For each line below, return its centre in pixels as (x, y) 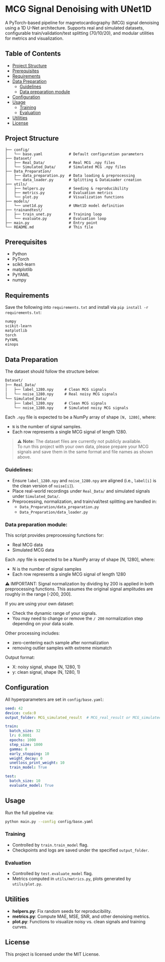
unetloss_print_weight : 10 (37, 763)
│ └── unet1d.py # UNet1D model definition (65, 206)
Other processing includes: (32, 633)
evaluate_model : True (32, 785)
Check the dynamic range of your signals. (55, 613)
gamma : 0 (18, 749)
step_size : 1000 (26, 744)
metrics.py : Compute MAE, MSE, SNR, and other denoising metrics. (81, 916)
